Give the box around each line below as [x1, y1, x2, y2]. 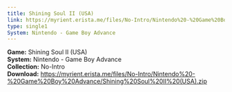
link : [7, 16, 23, 23]
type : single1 [7, 23, 48, 30]
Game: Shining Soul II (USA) [7, 48, 88, 56]
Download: [7, 70, 39, 78]
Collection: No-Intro [7, 62, 66, 71]
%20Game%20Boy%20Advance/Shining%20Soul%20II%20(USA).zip [7, 77, 207, 86]
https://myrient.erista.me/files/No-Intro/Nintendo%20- [40, 70, 195, 78]
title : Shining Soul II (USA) [7, 10, 95, 17]
